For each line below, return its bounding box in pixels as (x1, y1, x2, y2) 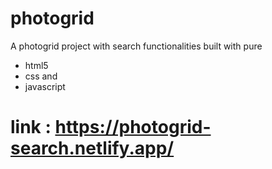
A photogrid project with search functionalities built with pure (10, 40, 263, 52)
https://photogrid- (54, 116, 212, 139)
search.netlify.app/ (10, 137, 175, 160)
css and (24, 70, 58, 82)
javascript (24, 80, 66, 92)
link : (10, 116, 52, 139)
